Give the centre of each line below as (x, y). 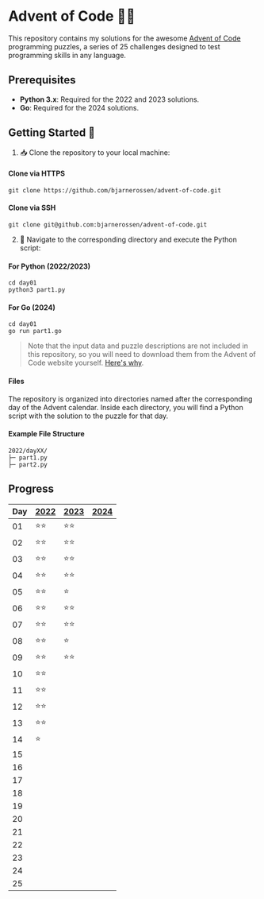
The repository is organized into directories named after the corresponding (130, 399)
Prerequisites (42, 80)
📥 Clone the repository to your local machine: (95, 152)
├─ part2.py (28, 464)
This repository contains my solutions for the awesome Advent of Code (124, 38)
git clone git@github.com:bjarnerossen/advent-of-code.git (108, 225)
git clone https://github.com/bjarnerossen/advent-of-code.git (115, 190)
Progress (31, 489)
